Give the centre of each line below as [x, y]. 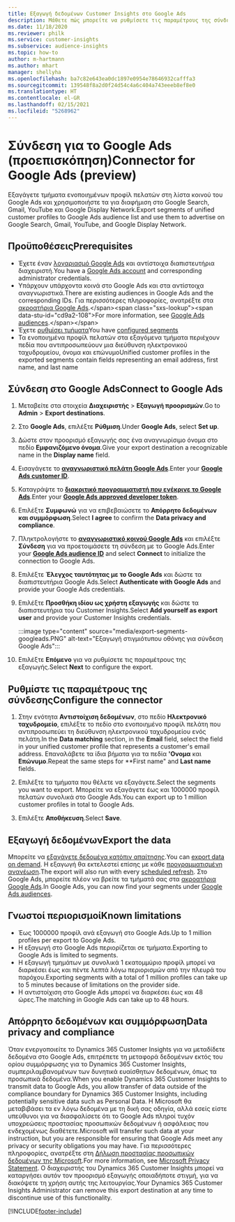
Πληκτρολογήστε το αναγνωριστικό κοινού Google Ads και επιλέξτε [119, 539]
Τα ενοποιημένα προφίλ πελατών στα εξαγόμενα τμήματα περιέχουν [119, 337]
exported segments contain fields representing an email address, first [118, 360]
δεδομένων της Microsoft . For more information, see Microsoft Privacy [109, 1161]
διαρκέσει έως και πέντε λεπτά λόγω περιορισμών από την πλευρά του [122, 970]
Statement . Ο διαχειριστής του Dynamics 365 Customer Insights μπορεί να [116, 1168]
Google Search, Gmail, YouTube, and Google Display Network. [97, 224]
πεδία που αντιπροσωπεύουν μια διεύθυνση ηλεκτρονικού [103, 345]
